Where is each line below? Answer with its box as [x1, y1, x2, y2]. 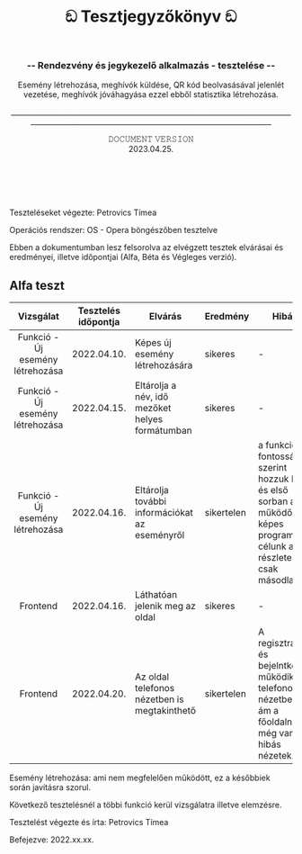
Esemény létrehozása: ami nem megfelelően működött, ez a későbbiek [9, 772, 271, 784]
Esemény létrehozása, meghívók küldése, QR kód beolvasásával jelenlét [17, 79, 285, 91]
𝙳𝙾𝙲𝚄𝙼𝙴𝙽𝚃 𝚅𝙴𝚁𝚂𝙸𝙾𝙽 [108, 133, 194, 145]
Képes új [134, 337, 173, 349]
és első [257, 484, 289, 497]
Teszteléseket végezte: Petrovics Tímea [9, 207, 157, 218]
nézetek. [257, 750, 295, 762]
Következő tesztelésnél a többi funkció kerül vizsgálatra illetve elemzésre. [9, 799, 282, 811]
